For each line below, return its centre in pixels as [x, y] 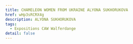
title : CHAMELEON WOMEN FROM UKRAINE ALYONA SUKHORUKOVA [67, 10]
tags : [11, 24]
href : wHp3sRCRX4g [25, 15]
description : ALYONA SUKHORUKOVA [41, 19]
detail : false [20, 33]
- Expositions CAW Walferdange [43, 29]
